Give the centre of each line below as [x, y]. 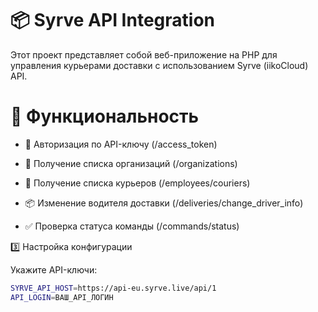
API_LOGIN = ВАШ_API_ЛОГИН [62, 297]
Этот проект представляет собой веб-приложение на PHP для [144, 54]
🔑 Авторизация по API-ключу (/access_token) [121, 144]
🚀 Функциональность [105, 116]
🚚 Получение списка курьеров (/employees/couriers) [137, 183]
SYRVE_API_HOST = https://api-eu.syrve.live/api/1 [113, 288]
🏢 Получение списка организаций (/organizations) [131, 163]
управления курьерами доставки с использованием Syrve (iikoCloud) [159, 65]
